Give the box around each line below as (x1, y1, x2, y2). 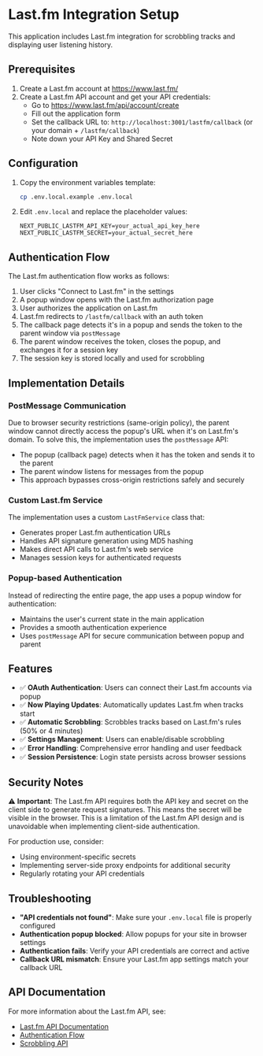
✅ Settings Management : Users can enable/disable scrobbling (19, 735, 224, 744)
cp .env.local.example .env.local (19, 193, 133, 201)
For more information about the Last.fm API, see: (8, 1006, 166, 1016)
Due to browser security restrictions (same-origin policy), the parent (8, 417, 230, 427)
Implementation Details (8, 376, 125, 390)
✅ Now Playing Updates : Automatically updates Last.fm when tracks (19, 700, 244, 710)
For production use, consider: (8, 837, 105, 847)
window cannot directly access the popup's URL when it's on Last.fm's (8, 426, 239, 435)
